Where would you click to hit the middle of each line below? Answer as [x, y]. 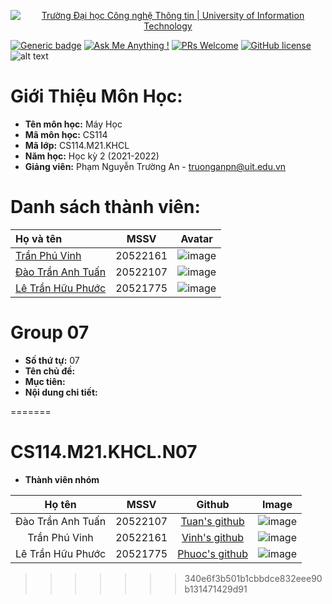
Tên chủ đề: [50, 371]
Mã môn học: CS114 [66, 134]
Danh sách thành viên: [105, 207]
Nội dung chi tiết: [61, 392]
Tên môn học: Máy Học [73, 124]
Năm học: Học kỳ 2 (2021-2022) [92, 156]
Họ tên [60, 504]
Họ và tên [39, 238]
